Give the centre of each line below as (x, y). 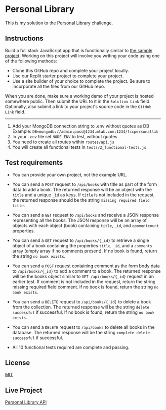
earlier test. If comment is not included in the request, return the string (84, 282)
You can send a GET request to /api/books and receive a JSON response (85, 215)
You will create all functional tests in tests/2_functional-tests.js (79, 147)
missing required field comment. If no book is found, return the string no (85, 287)
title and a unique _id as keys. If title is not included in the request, (83, 195)
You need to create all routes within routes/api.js (63, 142)
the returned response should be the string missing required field (81, 200)
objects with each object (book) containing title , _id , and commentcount (85, 225)
